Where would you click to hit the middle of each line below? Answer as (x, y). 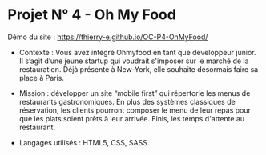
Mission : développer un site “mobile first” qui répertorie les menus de (135, 93)
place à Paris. (42, 77)
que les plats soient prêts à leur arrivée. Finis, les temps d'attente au (132, 118)
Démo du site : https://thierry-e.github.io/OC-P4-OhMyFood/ (108, 37)
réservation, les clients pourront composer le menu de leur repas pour (135, 110)
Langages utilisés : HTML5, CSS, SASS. (84, 142)
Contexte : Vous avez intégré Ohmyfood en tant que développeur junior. (137, 52)
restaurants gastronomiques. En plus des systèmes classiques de (127, 101)
